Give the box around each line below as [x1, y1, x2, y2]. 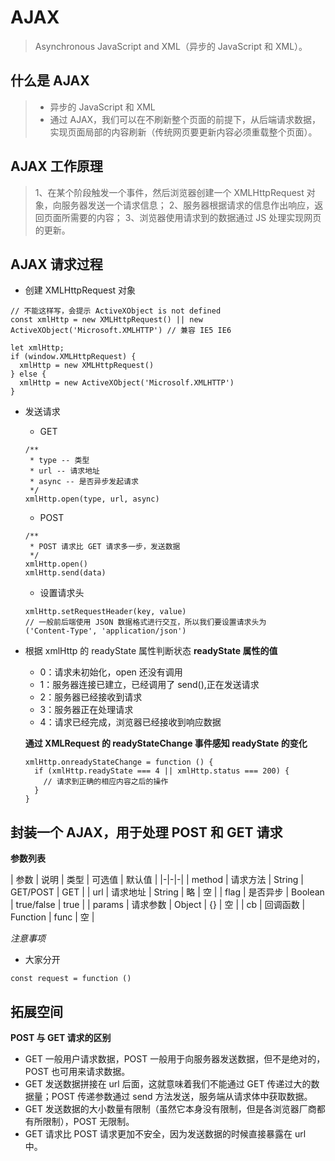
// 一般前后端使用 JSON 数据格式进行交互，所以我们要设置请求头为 [24, 617, 267, 628]
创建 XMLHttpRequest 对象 [24, 284, 137, 296]
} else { [10, 369, 47, 380]
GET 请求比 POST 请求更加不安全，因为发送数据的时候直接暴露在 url [24, 1128, 307, 1140]
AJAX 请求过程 [10, 256, 103, 273]
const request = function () [10, 974, 132, 984]
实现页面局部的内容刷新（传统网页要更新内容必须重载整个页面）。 [49, 126, 318, 138]
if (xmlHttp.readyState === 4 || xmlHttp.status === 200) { [34, 766, 290, 776]
